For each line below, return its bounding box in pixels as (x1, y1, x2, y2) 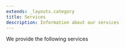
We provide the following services (6, 36, 89, 43)
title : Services (6, 14, 46, 20)
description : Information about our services (6, 19, 119, 25)
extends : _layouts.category (6, 8, 75, 15)
